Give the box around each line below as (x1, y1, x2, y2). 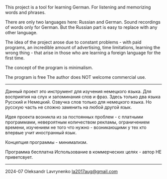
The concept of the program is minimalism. (5, 64, 93, 70)
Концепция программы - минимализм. (5, 139, 88, 145)
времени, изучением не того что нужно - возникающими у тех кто (5, 124, 147, 130)
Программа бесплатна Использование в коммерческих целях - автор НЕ (5, 149, 162, 155)
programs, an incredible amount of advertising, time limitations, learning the (5, 45, 161, 50)
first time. (5, 55, 25, 61)
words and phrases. (5, 9, 46, 15)
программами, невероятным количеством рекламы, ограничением (5, 119, 150, 125)
